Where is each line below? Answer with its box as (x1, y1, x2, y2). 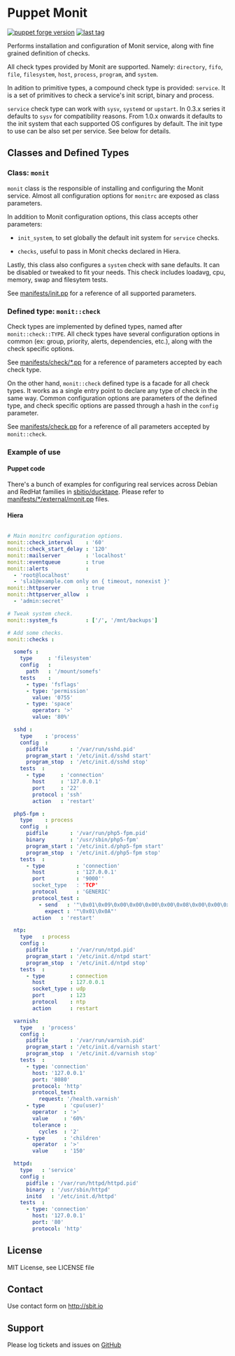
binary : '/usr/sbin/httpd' (25, 1186, 111, 1193)
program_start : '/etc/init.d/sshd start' (25, 752, 152, 759)
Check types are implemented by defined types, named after (7, 322, 183, 330)
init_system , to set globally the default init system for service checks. (17, 233, 220, 242)
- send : (38, 901, 71, 908)
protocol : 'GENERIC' (32, 888, 111, 895)
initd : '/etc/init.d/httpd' (25, 1192, 117, 1200)
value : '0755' (32, 694, 73, 701)
